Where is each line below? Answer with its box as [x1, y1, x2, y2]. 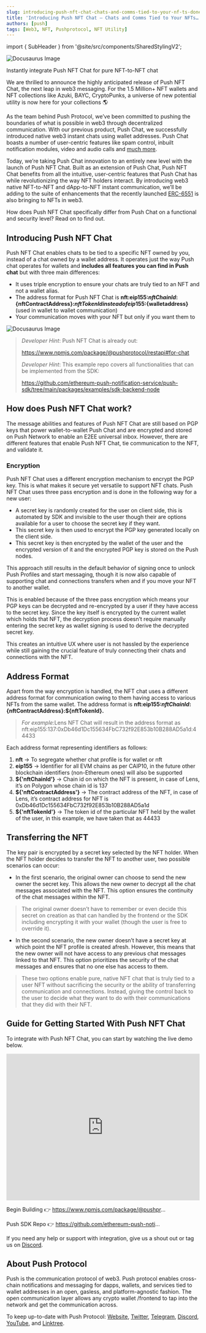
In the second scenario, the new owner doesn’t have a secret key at [15, 936, 187, 944]
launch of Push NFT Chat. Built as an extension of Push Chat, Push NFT [6, 164, 188, 171]
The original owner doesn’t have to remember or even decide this [21, 905, 187, 912]
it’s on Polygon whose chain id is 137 [15, 781, 109, 789]
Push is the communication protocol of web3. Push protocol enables [6, 1275, 179, 1283]
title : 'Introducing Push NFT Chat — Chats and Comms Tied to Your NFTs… [6, 15, 199, 21]
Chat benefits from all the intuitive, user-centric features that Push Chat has [6, 170, 197, 178]
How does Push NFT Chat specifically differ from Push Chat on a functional [6, 208, 197, 216]
